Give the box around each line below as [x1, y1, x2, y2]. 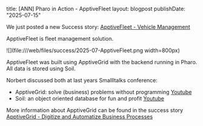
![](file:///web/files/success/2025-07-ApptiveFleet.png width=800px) [6, 47, 181, 54]
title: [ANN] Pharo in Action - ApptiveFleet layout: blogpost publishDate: [6, 5, 185, 12]
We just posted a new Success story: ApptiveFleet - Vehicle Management [6, 24, 190, 30]
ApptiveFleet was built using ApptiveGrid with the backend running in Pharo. [6, 59, 198, 65]
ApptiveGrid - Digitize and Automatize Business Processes [6, 113, 153, 120]
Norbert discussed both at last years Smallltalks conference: [6, 77, 158, 84]
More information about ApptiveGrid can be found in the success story [6, 107, 184, 114]
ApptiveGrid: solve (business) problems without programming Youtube [15, 88, 192, 96]
